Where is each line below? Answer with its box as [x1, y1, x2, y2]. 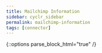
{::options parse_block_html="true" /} [6, 41, 97, 48]
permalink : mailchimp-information [6, 19, 91, 25]
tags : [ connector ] [6, 24, 51, 31]
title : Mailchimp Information [6, 8, 80, 15]
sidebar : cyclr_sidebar [6, 14, 64, 20]
